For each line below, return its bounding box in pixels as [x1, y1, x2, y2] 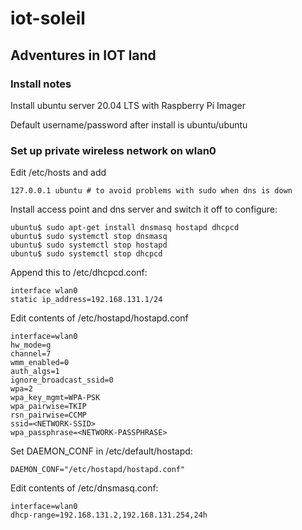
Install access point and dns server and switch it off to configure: [10, 203, 278, 216]
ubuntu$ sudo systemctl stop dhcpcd [10, 249, 163, 259]
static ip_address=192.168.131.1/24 [10, 295, 163, 305]
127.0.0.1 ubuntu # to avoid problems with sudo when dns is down [10, 186, 293, 196]
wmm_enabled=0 [10, 358, 70, 368]
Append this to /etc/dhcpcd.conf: [10, 267, 148, 279]
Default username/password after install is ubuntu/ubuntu [10, 118, 248, 131]
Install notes [10, 77, 72, 91]
